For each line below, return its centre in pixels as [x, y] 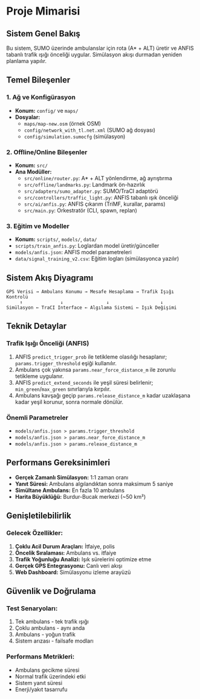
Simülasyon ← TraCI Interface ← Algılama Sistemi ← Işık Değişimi [92, 308]
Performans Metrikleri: [40, 657]
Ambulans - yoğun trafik [45, 635]
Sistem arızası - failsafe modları [54, 641]
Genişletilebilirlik [39, 516]
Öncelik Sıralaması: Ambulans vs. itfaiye [66, 553]
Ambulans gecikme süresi [47, 670]
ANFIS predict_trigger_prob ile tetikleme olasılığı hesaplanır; [91, 357]
